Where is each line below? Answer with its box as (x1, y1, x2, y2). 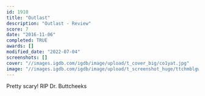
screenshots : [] (6, 54, 48, 61)
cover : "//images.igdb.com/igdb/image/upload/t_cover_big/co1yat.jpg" (6, 60, 190, 66)
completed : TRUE (6, 37, 48, 43)
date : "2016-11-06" (6, 32, 56, 38)
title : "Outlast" (6, 15, 51, 21)
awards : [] (6, 43, 34, 50)
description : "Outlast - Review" (6, 20, 92, 26)
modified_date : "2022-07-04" (6, 49, 81, 55)
